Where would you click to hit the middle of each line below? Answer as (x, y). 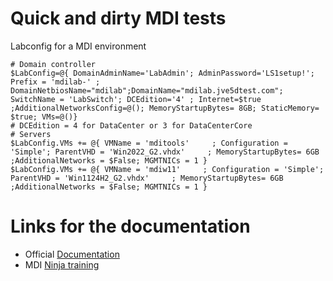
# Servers (31, 134)
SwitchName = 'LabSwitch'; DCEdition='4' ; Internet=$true (136, 99)
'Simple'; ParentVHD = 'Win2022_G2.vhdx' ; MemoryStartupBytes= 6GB (165, 152)
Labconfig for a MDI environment (78, 46)
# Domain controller (53, 64)
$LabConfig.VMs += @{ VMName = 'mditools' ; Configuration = (149, 143)
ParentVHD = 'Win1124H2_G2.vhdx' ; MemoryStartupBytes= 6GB (147, 178)
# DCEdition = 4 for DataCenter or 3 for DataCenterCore (131, 125)
